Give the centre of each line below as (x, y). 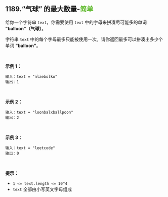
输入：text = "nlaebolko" (31, 77)
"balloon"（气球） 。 (26, 28)
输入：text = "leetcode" (30, 148)
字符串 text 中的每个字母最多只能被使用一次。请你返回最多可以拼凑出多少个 (84, 39)
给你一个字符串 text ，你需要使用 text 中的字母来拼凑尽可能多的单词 (76, 22)
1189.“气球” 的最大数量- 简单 (49, 9)
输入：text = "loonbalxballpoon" (39, 112)
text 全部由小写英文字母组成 (42, 189)
